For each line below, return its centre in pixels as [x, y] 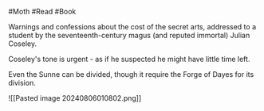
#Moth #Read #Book [42, 11]
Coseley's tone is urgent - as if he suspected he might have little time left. [129, 59]
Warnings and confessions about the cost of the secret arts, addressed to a [132, 27]
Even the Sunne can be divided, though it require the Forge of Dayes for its [131, 74]
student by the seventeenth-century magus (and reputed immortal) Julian [129, 35]
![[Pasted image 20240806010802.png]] [75, 98]
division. [22, 83]
